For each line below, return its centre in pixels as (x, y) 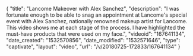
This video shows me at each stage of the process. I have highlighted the (96, 27)
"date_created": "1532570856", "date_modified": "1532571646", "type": (93, 40)
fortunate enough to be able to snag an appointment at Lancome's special (96, 15)
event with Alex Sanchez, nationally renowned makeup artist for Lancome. (97, 21)
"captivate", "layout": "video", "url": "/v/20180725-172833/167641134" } (93, 46)
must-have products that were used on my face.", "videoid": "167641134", (96, 34)
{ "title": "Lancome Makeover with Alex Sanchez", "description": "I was (93, 9)
